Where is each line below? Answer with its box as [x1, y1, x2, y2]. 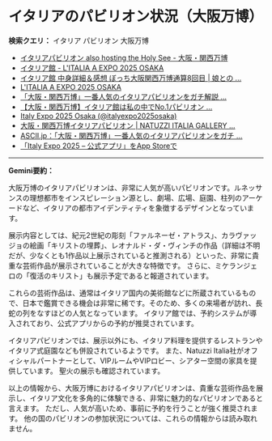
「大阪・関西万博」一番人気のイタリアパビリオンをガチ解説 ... [19, 91, 227, 101]
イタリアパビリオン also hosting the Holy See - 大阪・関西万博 [19, 53, 228, 62]
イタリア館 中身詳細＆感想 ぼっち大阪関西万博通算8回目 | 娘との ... [19, 73, 242, 83]
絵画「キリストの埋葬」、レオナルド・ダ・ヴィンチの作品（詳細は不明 [29, 240, 261, 250]
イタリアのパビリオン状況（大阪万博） [8, 7, 263, 26]
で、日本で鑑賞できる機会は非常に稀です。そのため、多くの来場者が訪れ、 [8, 298, 256, 307]
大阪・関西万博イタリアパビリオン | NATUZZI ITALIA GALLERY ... [19, 121, 236, 130]
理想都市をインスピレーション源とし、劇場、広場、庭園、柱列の [29, 193, 243, 202]
